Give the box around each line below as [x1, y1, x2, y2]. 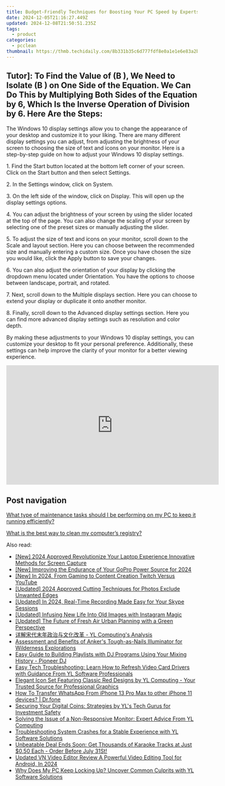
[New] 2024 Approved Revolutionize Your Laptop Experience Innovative [15, 553, 195, 560]
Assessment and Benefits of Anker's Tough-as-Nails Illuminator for [15, 638, 183, 645]
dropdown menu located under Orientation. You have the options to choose [6, 272, 195, 280]
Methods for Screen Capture [15, 559, 87, 567]
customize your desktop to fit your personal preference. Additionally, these [6, 340, 193, 348]
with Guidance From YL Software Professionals [15, 670, 133, 677]
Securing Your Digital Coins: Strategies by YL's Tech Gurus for [15, 702, 171, 710]
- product [12, 32, 36, 38]
